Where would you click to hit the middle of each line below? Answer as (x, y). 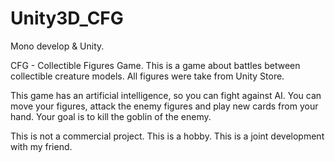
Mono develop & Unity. (57, 46)
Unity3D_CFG (67, 18)
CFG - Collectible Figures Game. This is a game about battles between (155, 65)
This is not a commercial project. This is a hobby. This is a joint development (167, 136)
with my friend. (41, 146)
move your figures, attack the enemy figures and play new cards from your (164, 106)
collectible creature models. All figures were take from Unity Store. (147, 76)
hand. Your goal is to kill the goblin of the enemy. (111, 116)
